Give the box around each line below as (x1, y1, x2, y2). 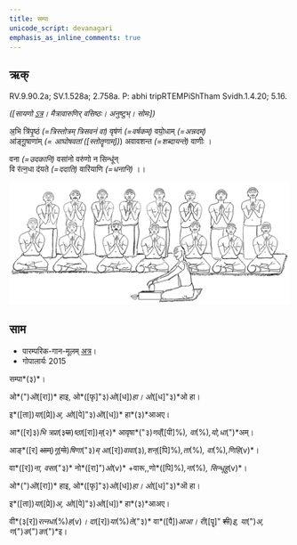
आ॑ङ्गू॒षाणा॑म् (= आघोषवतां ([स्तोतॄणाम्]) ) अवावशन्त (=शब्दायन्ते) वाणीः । (9, 136, 213, 147)
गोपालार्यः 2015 (21, 355, 67, 366)
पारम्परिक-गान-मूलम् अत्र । (21, 346, 98, 356)
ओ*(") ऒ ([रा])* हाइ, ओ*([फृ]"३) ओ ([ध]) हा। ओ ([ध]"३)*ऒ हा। (9, 480, 201, 491)
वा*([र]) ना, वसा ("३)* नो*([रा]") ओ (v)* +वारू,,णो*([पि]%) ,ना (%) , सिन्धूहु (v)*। (9, 462, 248, 473)
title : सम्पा (9, 14, 49, 23)
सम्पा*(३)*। (9, 373, 46, 384)
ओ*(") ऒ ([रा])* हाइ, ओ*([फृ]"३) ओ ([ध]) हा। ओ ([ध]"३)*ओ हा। (9, 391, 201, 402)
